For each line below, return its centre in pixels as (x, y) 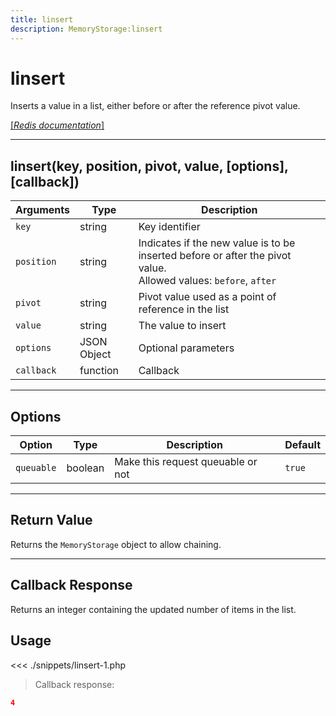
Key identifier (169, 227)
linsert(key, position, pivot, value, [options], (149, 166)
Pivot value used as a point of (207, 297)
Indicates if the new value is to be (217, 243)
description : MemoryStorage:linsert (86, 29)
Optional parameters (186, 348)
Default (302, 445)
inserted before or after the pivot (215, 256)
